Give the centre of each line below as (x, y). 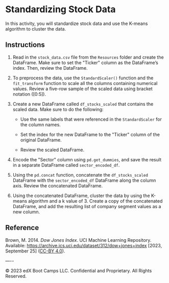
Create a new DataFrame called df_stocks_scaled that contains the (83, 104)
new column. (26, 212)
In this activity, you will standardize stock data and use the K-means (77, 23)
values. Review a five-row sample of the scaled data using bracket (83, 89)
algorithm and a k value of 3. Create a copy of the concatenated (95, 201)
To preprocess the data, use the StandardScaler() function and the (83, 78)
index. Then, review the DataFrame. (50, 68)
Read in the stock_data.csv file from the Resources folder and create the (88, 57)
